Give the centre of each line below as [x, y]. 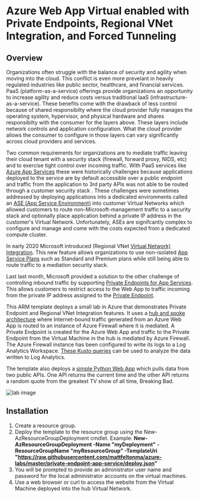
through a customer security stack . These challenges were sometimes [93, 190]
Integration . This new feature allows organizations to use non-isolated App [97, 252]
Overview [25, 58]
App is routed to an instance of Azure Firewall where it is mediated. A [90, 326]
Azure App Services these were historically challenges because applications [99, 172]
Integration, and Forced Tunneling [91, 36]
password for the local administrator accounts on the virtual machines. [101, 475]
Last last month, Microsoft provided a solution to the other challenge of [93, 276]
